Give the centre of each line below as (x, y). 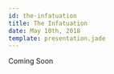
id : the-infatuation (43, 16)
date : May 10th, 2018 (45, 31)
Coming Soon (31, 61)
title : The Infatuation (48, 23)
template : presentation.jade (57, 38)
